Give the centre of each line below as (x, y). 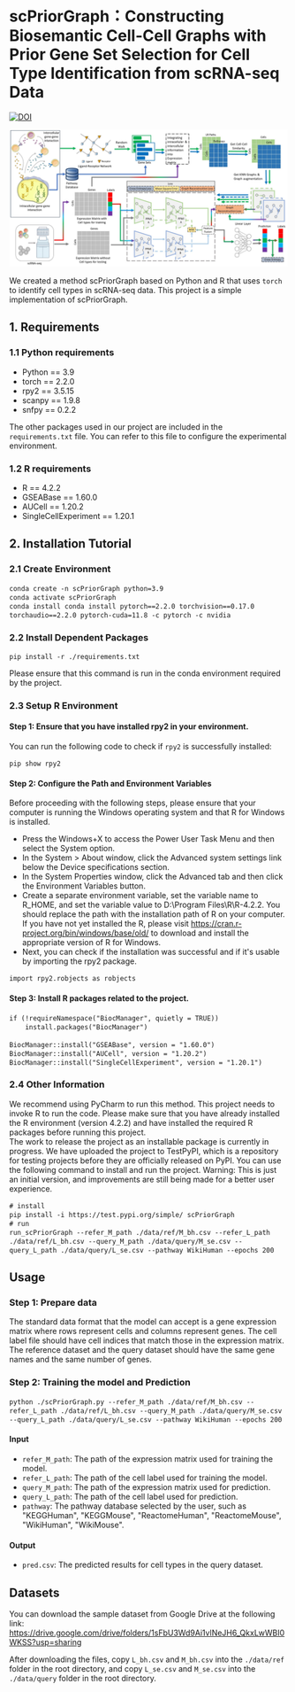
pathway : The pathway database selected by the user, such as (134, 1506)
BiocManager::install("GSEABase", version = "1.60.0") (112, 1044)
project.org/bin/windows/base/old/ (85, 933)
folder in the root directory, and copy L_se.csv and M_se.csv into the (132, 1669)
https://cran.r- (217, 924)
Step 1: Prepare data (53, 1303)
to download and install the (200, 933)
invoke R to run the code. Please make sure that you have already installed (144, 1113)
